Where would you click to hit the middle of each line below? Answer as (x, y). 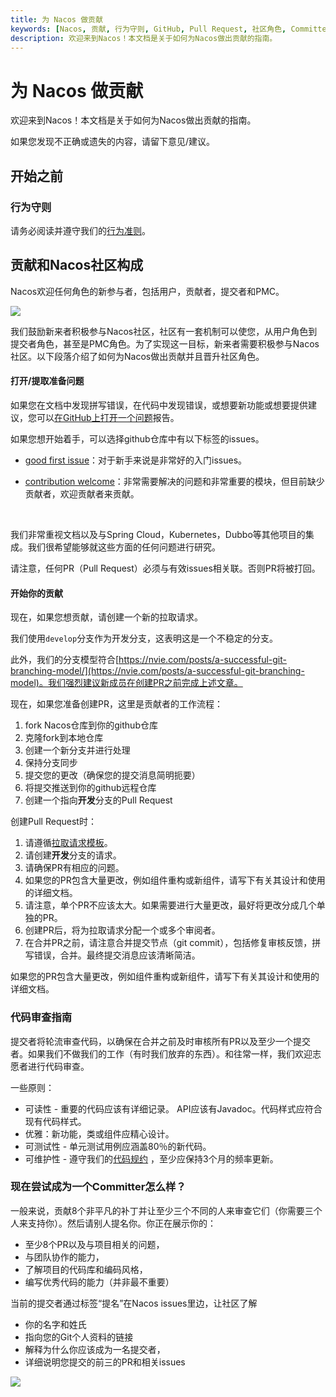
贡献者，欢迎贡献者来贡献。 (82, 494)
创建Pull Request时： (53, 822)
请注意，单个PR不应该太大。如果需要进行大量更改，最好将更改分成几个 (170, 905)
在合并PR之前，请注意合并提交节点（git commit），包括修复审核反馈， (168, 943)
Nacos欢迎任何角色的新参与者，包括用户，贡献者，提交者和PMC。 (147, 291)
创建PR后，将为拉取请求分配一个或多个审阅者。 (122, 930)
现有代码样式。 (55, 1121)
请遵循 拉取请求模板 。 (68, 843)
